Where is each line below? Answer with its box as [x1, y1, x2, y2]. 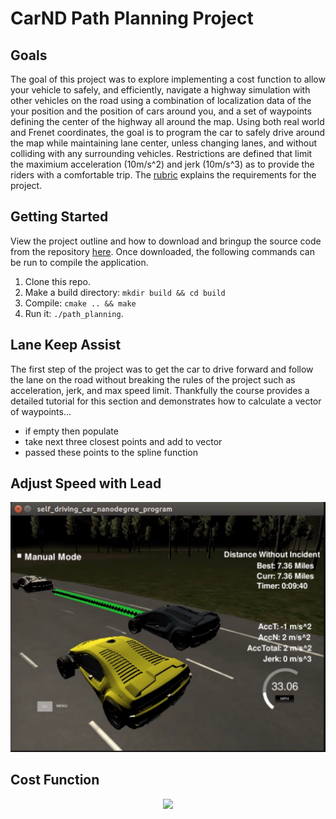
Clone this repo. [24, 275, 91, 287]
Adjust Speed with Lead [10, 475, 162, 492]
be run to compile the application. [10, 256, 149, 268]
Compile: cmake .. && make [24, 297, 137, 309]
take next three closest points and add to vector [24, 435, 223, 447]
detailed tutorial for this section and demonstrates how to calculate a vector [10, 395, 322, 407]
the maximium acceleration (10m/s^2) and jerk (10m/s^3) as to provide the [10, 158, 315, 170]
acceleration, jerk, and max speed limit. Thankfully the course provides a [10, 384, 310, 396]
